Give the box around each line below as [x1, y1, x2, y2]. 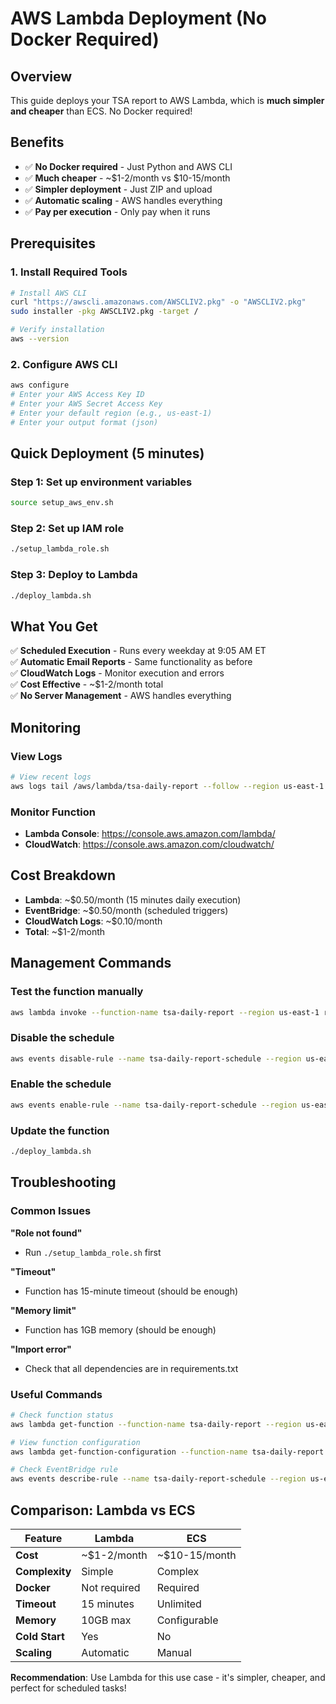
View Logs [10, 749, 63, 763]
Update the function [10, 1123, 110, 1137]
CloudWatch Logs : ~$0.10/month [24, 915, 163, 927]
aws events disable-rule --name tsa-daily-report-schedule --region [10, 1053, 302, 1064]
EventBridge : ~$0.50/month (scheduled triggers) [24, 904, 229, 916]
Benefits [10, 134, 65, 151]
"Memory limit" [10, 1304, 77, 1316]
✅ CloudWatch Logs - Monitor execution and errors [10, 667, 225, 679]
